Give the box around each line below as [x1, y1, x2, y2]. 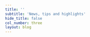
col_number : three [5, 20, 42, 25]
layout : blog [5, 25, 32, 30]
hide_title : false [5, 16, 42, 21]
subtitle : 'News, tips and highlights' [5, 12, 86, 16]
